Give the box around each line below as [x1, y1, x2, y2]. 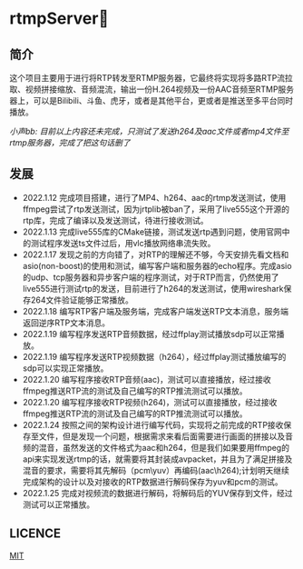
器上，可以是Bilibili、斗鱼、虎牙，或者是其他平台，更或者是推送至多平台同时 [9, 95, 294, 105]
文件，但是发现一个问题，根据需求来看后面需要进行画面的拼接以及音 [38, 431, 293, 442]
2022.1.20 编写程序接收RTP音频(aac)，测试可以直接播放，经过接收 [22, 374, 272, 384]
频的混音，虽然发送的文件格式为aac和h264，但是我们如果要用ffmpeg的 [22, 442, 290, 453]
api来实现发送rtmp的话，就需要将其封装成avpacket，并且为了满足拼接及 [22, 454, 293, 464]
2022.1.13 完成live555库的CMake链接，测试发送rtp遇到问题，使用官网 [22, 226, 283, 237]
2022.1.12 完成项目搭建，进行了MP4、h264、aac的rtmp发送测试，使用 [22, 192, 287, 203]
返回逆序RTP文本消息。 [22, 317, 111, 328]
